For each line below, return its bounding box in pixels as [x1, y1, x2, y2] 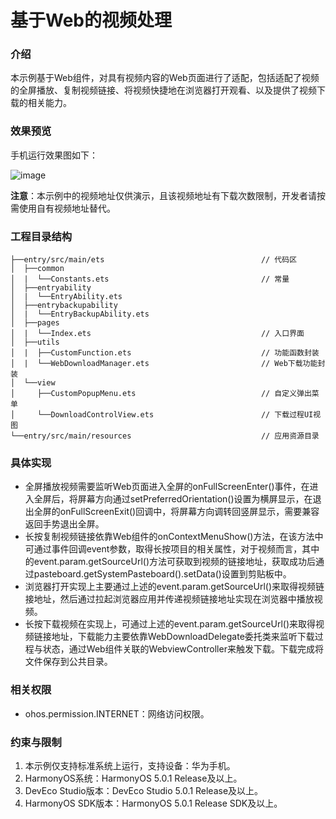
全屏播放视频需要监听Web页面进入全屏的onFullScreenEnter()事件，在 [24, 481, 310, 493]
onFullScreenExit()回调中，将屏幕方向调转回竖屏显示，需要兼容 [59, 506, 320, 518]
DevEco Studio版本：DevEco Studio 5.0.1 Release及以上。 [24, 784, 264, 796]
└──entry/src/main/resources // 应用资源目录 [10, 431, 320, 441]
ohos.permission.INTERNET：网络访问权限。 [24, 707, 210, 720]
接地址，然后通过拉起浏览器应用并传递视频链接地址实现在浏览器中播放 [24, 593, 315, 605]
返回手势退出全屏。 [24, 518, 105, 530]
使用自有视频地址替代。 [18, 202, 116, 214]
